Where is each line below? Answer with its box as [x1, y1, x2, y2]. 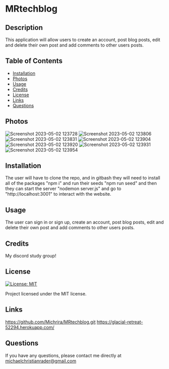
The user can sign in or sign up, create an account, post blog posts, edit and [5, 219, 164, 226]
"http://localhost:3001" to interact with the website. [5, 191, 111, 197]
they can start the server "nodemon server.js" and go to [5, 186, 122, 192]
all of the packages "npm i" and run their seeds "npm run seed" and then [5, 180, 157, 187]
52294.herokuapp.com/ [5, 324, 54, 330]
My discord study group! [5, 253, 57, 259]
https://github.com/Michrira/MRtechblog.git [5, 319, 96, 325]
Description [5, 23, 43, 32]
